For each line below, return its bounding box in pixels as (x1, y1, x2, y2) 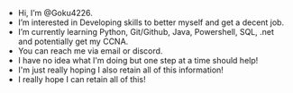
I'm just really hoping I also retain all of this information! (17, 64, 224, 75)
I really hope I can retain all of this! (17, 74, 146, 84)
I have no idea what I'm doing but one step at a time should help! (17, 55, 259, 65)
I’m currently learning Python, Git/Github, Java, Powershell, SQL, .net (17, 27, 275, 37)
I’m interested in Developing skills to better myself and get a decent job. (17, 17, 285, 28)
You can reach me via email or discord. (17, 46, 163, 56)
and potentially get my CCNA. (17, 36, 129, 46)
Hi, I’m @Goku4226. (17, 8, 93, 18)
